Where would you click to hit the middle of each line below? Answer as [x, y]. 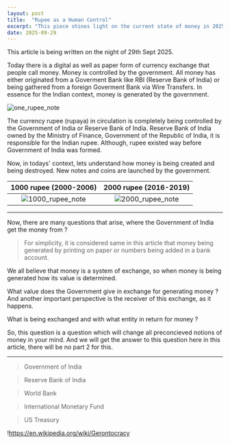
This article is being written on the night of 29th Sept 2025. [90, 52]
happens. [21, 306]
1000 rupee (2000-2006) [54, 188]
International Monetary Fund [64, 407]
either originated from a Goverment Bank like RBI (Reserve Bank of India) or [114, 80]
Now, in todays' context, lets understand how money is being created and [111, 163]
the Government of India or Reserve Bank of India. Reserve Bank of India [110, 128]
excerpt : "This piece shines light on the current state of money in [108, 26]
